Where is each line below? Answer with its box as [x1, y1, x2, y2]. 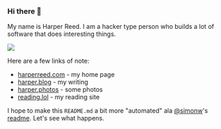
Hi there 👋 [7, 6, 42, 16]
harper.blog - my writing [17, 78, 88, 87]
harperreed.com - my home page [17, 70, 115, 79]
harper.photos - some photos [17, 85, 103, 94]
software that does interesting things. [7, 30, 117, 38]
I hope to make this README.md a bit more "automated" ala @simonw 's [7, 106, 208, 115]
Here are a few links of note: [7, 56, 90, 66]
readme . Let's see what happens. [7, 114, 104, 123]
